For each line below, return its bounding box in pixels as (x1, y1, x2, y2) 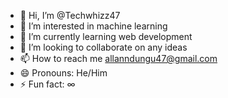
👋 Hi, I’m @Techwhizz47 (19, 10, 121, 21)
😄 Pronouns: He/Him (19, 67, 108, 79)
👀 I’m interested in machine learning (19, 20, 168, 32)
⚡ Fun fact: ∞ (19, 78, 76, 90)
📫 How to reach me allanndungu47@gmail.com (19, 53, 218, 64)
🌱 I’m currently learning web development (19, 31, 193, 42)
